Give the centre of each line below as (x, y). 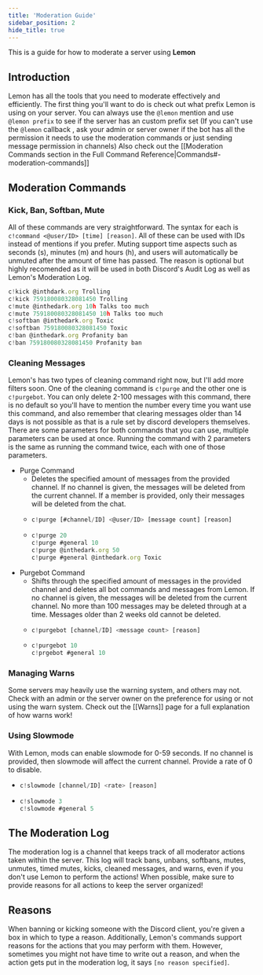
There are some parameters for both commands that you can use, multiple (128, 430)
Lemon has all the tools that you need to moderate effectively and (114, 96)
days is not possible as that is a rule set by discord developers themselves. (129, 422)
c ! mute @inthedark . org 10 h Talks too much (79, 306)
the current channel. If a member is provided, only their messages (138, 495)
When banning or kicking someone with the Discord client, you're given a (126, 929)
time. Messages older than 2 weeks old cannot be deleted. (126, 614)
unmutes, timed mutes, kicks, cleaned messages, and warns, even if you (126, 869)
